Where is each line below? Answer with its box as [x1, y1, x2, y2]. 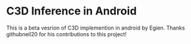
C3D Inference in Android [6, 4, 137, 18]
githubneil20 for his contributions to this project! [6, 30, 127, 37]
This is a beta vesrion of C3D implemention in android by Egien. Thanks [6, 24, 185, 31]
